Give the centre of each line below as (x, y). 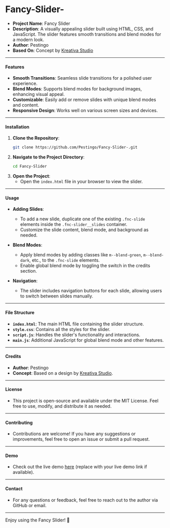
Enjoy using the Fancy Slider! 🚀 (37, 520)
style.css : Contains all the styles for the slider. (61, 329)
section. (28, 271)
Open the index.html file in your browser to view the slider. (81, 182)
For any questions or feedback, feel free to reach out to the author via (85, 500)
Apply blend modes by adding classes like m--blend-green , (81, 255)
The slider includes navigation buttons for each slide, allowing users (91, 291)
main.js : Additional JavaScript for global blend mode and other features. (88, 340)
